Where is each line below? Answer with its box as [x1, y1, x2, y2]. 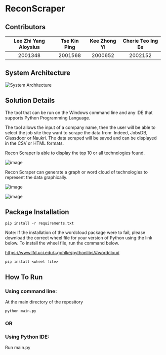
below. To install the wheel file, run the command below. [5, 240, 120, 246]
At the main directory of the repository [5, 299, 83, 305]
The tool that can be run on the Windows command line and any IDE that [5, 110, 153, 116]
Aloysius [19, 44, 40, 50]
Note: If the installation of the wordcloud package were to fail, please [5, 230, 146, 236]
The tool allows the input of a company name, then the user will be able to [5, 124, 156, 130]
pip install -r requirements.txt [5, 221, 74, 226]
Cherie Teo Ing [123, 38, 158, 44]
